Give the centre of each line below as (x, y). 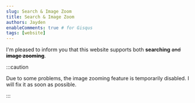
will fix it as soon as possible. (41, 84)
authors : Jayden (26, 22)
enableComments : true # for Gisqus (49, 28)
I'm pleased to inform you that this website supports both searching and (93, 49)
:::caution (18, 67)
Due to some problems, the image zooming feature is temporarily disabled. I (97, 79)
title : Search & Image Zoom (40, 17)
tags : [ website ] (26, 33)
